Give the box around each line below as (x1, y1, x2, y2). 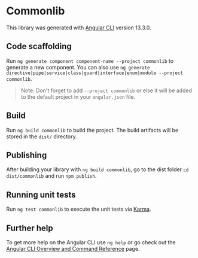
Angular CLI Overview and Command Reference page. (6, 245, 140, 252)
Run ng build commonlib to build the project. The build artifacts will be (6, 126, 179, 133)
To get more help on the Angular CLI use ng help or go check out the (6, 239, 176, 246)
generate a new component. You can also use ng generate (6, 63, 150, 71)
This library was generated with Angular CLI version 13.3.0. (6, 24, 151, 31)
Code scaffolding (6, 41, 72, 51)
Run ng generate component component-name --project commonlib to (6, 57, 174, 64)
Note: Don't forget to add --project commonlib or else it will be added (20, 87, 193, 94)
